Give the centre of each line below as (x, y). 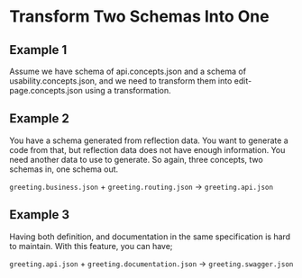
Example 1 (38, 50)
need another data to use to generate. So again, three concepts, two (136, 159)
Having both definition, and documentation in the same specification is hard (150, 237)
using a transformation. (128, 90)
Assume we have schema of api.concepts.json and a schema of (128, 71)
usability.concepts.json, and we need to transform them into (121, 81)
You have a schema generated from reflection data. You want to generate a (149, 140)
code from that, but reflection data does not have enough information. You (147, 149)
